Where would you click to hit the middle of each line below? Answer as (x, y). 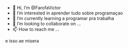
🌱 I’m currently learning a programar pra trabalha (63, 18)
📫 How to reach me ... (36, 29)
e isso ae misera (22, 41)
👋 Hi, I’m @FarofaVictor (37, 8)
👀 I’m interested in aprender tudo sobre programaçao (68, 13)
